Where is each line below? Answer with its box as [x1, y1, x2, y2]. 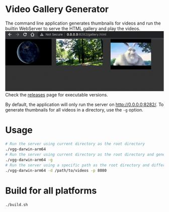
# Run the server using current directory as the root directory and [5, 152, 154, 157]
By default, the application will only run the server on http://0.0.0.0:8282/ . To [5, 101, 164, 108]
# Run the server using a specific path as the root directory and [5, 162, 150, 168]
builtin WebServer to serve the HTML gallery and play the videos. [5, 25, 141, 31]
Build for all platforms [5, 185, 97, 196]
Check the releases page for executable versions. [5, 91, 108, 97]
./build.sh [5, 202, 28, 207]
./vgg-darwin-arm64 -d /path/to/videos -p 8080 [5, 168, 107, 173]
